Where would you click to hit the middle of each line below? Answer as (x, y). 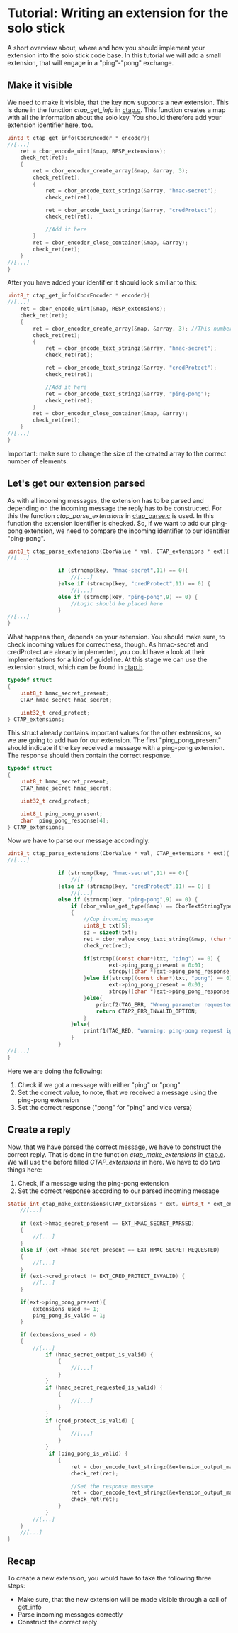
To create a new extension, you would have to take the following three (109, 1578)
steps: (16, 1586)
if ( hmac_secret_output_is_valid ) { (99, 1354)
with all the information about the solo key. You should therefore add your (114, 117)
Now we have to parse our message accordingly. (79, 841)
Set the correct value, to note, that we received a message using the (117, 1092)
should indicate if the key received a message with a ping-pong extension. (116, 748)
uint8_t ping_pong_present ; (61, 814)
